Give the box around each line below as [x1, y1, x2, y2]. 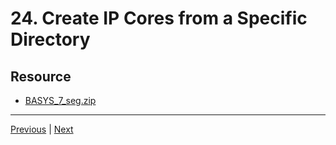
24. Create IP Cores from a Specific [10, 7, 308, 30]
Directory [10, 28, 91, 51]
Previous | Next [10, 123, 74, 135]
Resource [10, 68, 72, 85]
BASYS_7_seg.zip [24, 95, 97, 106]
